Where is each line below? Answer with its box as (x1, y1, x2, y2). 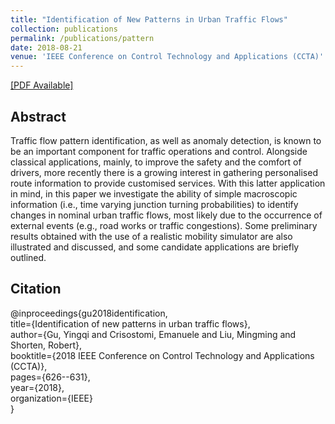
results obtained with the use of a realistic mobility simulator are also (10, 230, 293, 242)
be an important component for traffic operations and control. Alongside (10, 145, 308, 157)
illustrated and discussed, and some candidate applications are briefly (10, 241, 300, 253)
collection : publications (10, 24, 118, 34)
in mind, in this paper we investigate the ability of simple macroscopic (10, 187, 298, 200)
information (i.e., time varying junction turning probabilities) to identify (10, 198, 299, 210)
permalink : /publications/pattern (10, 33, 155, 43)
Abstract (10, 108, 67, 125)
